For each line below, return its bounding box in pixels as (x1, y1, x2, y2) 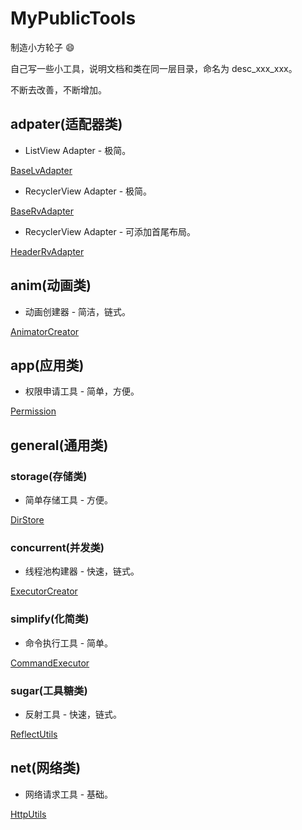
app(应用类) (10, 357, 85, 374)
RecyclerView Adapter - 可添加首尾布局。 (24, 225, 197, 237)
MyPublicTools (10, 7, 137, 30)
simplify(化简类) (10, 612, 90, 626)
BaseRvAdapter (10, 205, 75, 217)
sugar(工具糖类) (10, 683, 88, 697)
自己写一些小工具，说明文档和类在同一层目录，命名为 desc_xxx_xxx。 (10, 62, 298, 74)
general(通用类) (10, 437, 109, 454)
